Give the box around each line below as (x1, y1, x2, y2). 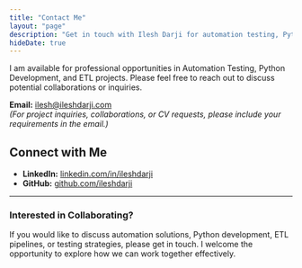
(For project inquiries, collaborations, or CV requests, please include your (9, 109, 281, 120)
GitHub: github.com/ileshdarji (22, 178, 133, 189)
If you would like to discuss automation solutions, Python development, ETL (9, 229, 289, 240)
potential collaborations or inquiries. (9, 82, 142, 93)
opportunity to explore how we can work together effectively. (9, 248, 236, 259)
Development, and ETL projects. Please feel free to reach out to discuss (9, 73, 276, 84)
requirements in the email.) (9, 119, 110, 130)
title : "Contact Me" (9, 13, 87, 22)
